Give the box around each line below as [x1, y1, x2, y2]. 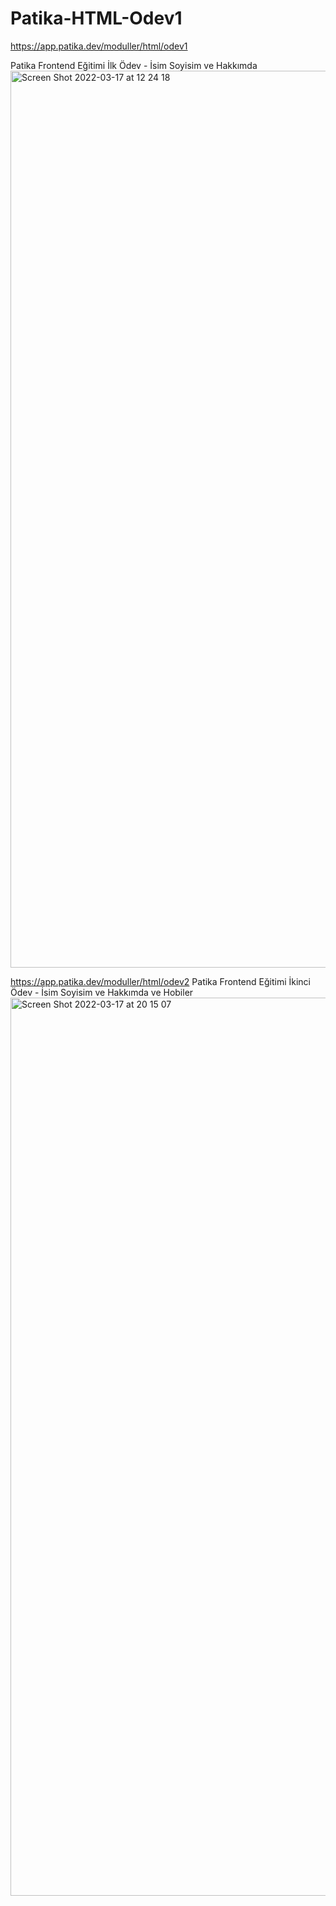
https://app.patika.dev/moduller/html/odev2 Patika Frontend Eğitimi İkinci [10, 975, 311, 987]
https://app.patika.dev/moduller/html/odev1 [10, 40, 188, 52]
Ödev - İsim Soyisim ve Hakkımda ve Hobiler [10, 986, 194, 998]
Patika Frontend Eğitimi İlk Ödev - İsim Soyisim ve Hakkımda [10, 59, 258, 71]
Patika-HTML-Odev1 [10, 7, 183, 30]
